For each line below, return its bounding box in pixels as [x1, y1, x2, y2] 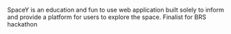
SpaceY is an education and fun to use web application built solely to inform [7, 6, 224, 14]
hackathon [7, 20, 38, 28]
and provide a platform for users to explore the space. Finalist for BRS [7, 13, 207, 21]
